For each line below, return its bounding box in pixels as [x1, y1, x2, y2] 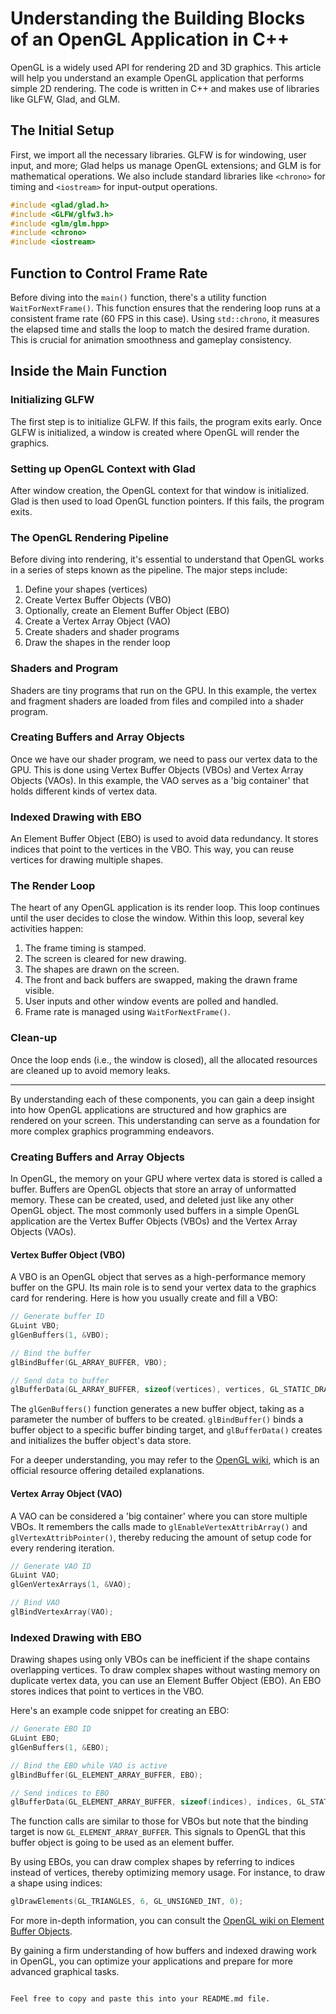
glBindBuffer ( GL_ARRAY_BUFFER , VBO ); [10, 1357, 168, 1367]
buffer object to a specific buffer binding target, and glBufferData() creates [10, 1424, 323, 1436]
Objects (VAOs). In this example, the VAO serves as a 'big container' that [10, 774, 309, 786]
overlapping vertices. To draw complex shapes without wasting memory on [10, 1664, 321, 1676]
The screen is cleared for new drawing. [24, 953, 187, 965]
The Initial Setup [10, 122, 115, 139]
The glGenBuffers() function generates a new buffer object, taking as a [10, 1403, 305, 1415]
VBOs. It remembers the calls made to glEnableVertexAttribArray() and [10, 1520, 308, 1532]
